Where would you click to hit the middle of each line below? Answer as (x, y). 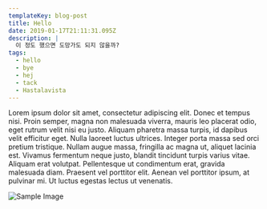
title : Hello (30, 23)
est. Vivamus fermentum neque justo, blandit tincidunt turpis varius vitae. (129, 155)
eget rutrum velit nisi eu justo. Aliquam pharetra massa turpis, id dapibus (128, 130)
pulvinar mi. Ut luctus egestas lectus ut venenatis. (91, 181)
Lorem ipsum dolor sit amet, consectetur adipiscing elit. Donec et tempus (129, 113)
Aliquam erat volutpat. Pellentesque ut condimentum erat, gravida (117, 164)
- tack (26, 82)
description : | (34, 38)
